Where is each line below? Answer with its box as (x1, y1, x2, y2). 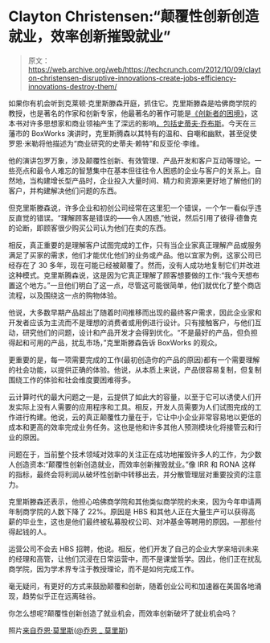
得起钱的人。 (8, 526, 51, 536)
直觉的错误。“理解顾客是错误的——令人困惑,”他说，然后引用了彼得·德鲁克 (14, 212, 258, 222)
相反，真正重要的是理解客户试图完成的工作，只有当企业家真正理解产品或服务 (8, 240, 262, 249)
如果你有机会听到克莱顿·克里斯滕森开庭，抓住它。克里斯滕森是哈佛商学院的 (8, 98, 257, 108)
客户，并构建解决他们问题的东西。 (8, 186, 121, 196)
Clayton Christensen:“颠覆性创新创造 (8, 7, 260, 26)
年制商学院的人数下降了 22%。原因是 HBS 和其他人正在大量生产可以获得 (8, 506, 249, 516)
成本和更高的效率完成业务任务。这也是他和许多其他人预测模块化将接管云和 (8, 422, 255, 431)
